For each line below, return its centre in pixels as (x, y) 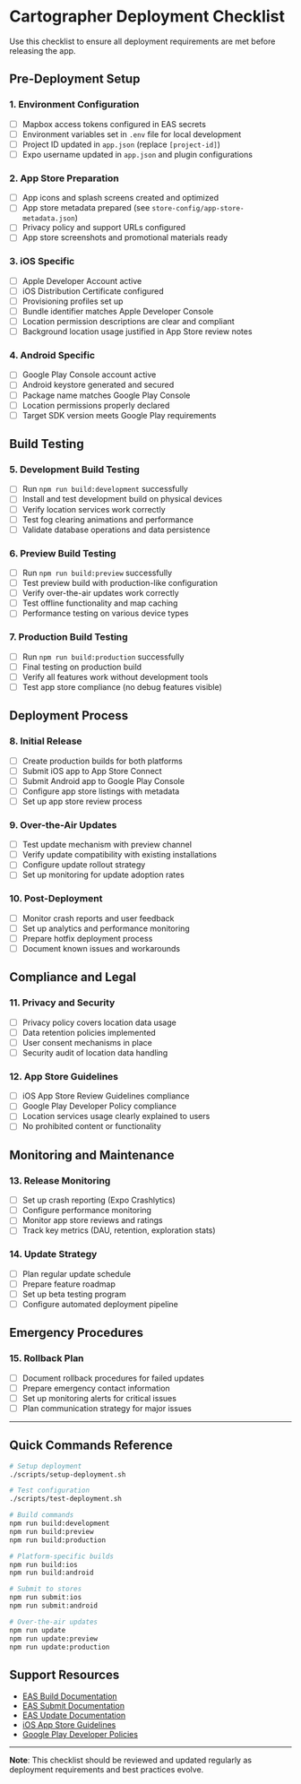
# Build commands (42, 1515)
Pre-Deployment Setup (75, 79)
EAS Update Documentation (74, 1715)
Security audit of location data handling (95, 1052)
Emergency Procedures (76, 1333)
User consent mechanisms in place (87, 1042)
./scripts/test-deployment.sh (66, 1499)
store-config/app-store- (198, 209)
